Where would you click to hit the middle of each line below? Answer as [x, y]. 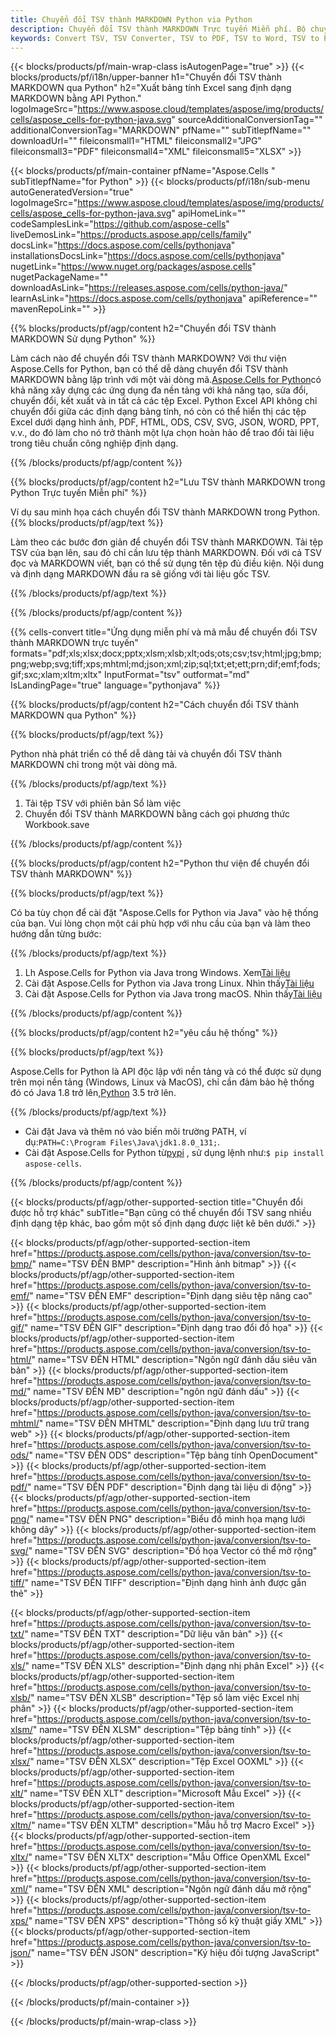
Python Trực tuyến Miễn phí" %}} [79, 493]
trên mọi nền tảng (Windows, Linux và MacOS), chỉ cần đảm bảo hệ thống [162, 1082]
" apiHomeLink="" [209, 213]
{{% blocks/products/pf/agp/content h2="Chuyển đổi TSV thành [143, 328]
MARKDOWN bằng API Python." [76, 98]
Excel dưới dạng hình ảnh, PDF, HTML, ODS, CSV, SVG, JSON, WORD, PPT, [165, 422]
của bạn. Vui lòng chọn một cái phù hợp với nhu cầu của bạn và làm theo [160, 923]
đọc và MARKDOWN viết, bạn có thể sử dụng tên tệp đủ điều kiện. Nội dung [167, 563]
